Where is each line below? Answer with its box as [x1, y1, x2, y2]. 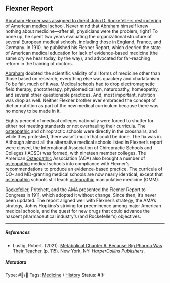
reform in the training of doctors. [5, 60, 73, 66]
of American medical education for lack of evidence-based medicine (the [5, 50, 158, 56]
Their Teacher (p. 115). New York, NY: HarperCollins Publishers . [12, 248, 145, 254]
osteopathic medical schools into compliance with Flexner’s [5, 160, 130, 166]
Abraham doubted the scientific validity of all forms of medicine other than [5, 70, 160, 76]
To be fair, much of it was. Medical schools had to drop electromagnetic [5, 81, 155, 87]
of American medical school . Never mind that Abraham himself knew [5, 23, 149, 29]
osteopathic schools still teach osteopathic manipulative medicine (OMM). [5, 176, 160, 182]
